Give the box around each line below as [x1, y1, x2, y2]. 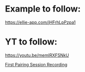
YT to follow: [5, 36, 57, 47]
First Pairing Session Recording [5, 61, 68, 67]
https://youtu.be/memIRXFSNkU [5, 52, 69, 58]
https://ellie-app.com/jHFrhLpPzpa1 [5, 19, 76, 25]
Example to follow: [5, 3, 81, 14]
